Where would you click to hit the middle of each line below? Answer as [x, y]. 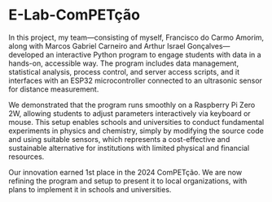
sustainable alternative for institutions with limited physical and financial [129, 148]
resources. [26, 157]
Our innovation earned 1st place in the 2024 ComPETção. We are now [125, 172]
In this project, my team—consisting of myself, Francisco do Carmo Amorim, [136, 37]
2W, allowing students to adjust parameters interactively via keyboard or [129, 113]
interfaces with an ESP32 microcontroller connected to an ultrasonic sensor [136, 80]
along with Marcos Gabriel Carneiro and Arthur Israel [97, 45]
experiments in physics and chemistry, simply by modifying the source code [136, 131]
